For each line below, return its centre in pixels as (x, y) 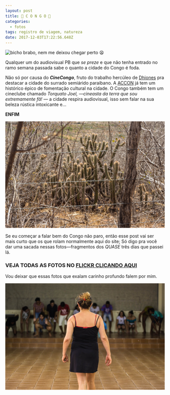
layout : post (19, 11)
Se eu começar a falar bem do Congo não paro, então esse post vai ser (80, 236)
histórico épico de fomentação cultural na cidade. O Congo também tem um (84, 88)
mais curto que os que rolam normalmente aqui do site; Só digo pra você (81, 241)
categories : (18, 21)
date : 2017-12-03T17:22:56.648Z (39, 38)
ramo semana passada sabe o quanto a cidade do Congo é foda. (73, 68)
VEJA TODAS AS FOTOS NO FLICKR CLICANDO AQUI (71, 265)
